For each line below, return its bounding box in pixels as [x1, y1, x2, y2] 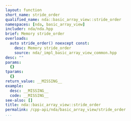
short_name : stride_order [5, 12, 60, 17]
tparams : [5, 69, 24, 75]
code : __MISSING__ [10, 93, 49, 98]
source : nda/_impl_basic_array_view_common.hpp [14, 50, 117, 55]
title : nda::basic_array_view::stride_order [5, 103, 101, 108]
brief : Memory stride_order [5, 31, 65, 36]
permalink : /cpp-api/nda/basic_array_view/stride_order [5, 107, 126, 112]
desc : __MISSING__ [10, 88, 49, 93]
